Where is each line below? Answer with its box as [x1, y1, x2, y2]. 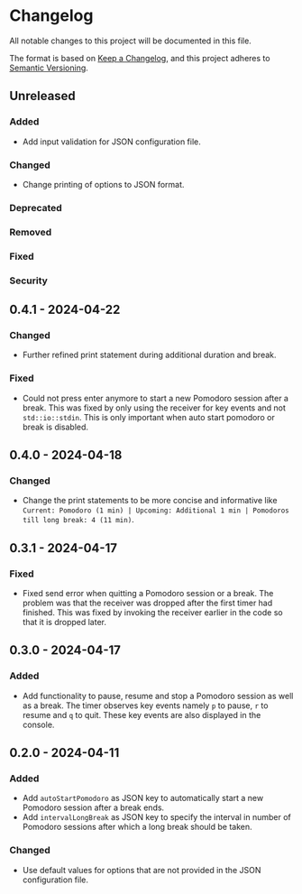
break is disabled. [22, 421, 88, 432]
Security [9, 274, 48, 287]
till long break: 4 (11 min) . [22, 514, 135, 525]
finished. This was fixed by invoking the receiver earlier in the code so [22, 606, 283, 618]
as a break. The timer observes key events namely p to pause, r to [22, 700, 269, 711]
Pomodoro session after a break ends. [22, 802, 165, 813]
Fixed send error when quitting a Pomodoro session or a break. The [22, 587, 274, 598]
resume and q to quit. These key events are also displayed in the [22, 709, 261, 720]
